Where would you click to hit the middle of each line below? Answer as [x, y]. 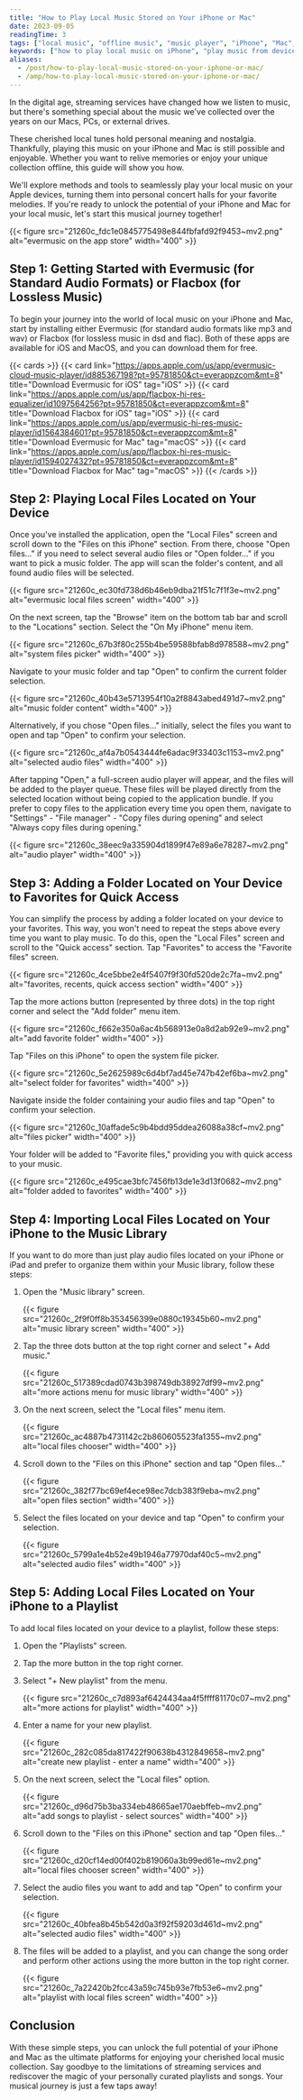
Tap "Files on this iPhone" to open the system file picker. [114, 1056]
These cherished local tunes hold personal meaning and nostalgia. [133, 138]
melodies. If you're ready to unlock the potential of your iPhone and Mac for [150, 204]
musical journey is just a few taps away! [83, 2086]
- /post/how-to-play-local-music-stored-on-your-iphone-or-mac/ [141, 69]
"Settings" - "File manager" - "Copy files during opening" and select [136, 818]
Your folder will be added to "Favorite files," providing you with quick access [151, 1154]
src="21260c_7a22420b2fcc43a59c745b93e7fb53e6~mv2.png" [142, 1987]
